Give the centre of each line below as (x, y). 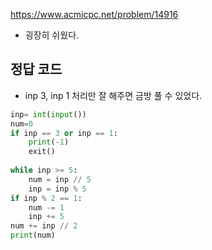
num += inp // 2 (44, 226)
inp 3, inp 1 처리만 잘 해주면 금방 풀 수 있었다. (113, 95)
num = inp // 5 (60, 179)
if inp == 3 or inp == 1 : (64, 133)
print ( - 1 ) (49, 142)
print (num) (33, 235)
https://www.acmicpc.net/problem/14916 (94, 14)
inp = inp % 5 (57, 189)
